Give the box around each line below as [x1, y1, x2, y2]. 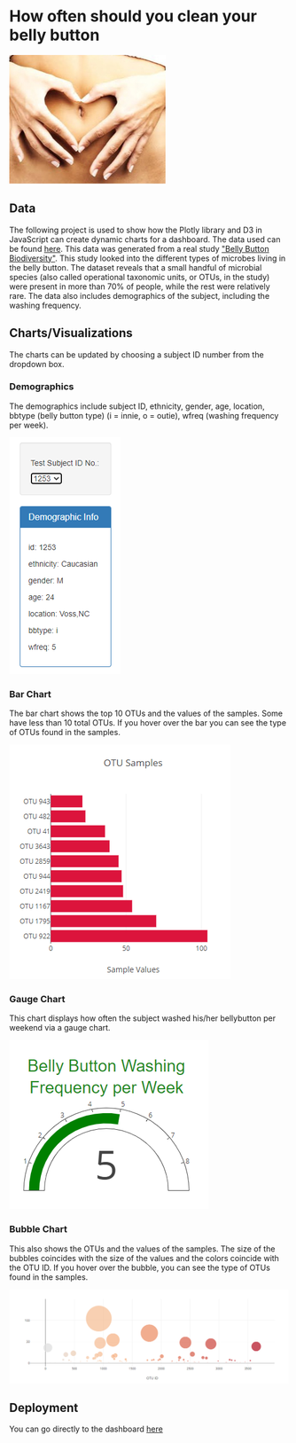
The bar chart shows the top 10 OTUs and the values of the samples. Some [9, 708, 284, 719]
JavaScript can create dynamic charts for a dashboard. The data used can [9, 233, 281, 245]
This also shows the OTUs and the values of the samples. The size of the [9, 1243, 276, 1254]
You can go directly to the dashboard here [9, 1423, 164, 1434]
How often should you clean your [9, 6, 257, 27]
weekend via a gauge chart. [9, 1023, 111, 1033]
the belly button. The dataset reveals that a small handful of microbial [9, 262, 262, 272]
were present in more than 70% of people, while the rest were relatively [9, 281, 270, 292]
